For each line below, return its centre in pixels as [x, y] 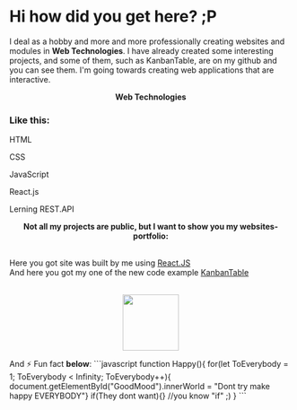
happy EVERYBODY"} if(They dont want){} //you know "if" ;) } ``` [128, 396]
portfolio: [151, 236]
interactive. [30, 79]
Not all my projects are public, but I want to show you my [131, 227]
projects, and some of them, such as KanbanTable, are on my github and [144, 60]
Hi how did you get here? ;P [113, 17]
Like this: [30, 120]
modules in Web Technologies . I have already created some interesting [141, 50]
